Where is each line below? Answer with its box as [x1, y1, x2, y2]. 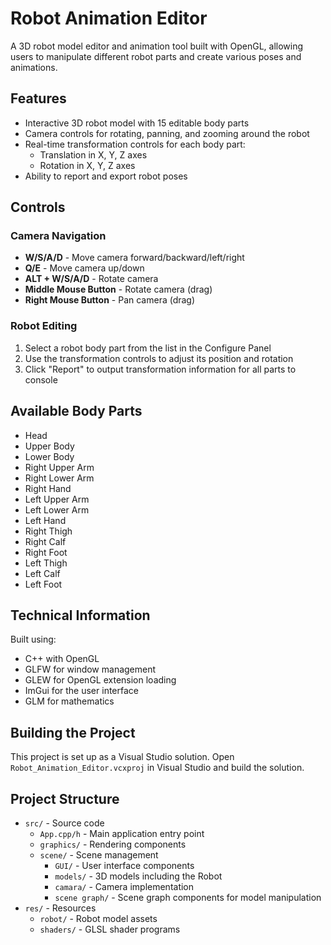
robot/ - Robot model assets [39, 912, 158, 924]
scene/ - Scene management [39, 848, 159, 861]
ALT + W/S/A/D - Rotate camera [24, 273, 159, 285]
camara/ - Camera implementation [54, 880, 195, 892]
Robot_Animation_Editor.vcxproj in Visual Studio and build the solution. [10, 762, 305, 774]
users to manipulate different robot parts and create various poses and [10, 50, 302, 62]
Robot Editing [10, 319, 78, 333]
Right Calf [24, 535, 67, 547]
